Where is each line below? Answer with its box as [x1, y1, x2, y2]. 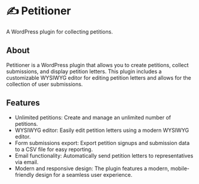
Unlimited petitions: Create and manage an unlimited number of [14, 114, 172, 121]
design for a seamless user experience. [35, 171, 133, 178]
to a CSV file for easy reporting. [14, 146, 93, 153]
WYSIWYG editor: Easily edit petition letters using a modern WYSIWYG [14, 126, 189, 134]
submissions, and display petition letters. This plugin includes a [6, 68, 162, 75]
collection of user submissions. [6, 80, 83, 88]
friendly [14, 171, 35, 178]
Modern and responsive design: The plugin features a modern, [14, 165, 169, 172]
